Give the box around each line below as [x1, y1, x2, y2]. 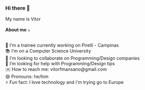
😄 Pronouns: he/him [5, 73, 49, 80]
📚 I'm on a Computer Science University [5, 48, 91, 54]
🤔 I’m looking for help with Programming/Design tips [5, 61, 115, 67]
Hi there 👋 [5, 5, 31, 12]
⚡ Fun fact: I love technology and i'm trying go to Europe [5, 79, 124, 85]
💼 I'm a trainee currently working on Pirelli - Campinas [5, 42, 119, 49]
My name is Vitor [5, 16, 41, 22]
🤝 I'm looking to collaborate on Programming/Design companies [5, 55, 140, 61]
